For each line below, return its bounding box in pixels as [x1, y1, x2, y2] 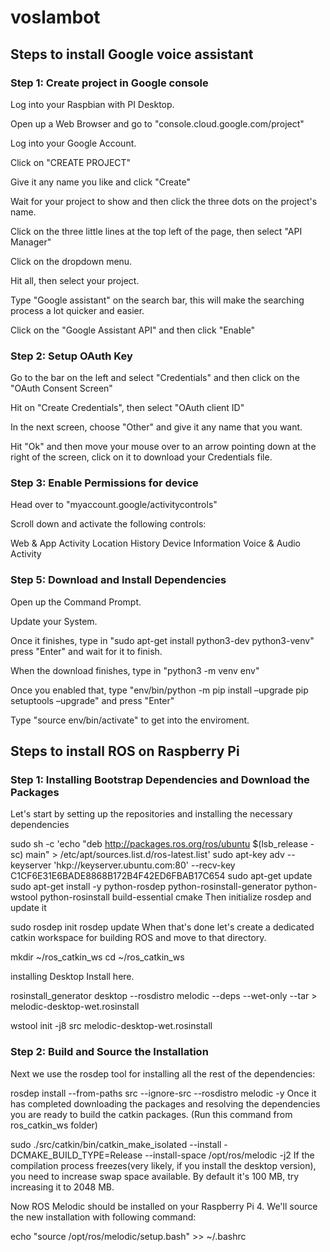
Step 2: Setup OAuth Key [10, 349, 133, 363]
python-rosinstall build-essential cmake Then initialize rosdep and [39, 891, 312, 903]
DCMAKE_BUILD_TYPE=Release [10, 1149, 143, 1161]
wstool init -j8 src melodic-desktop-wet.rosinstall [10, 1020, 213, 1032]
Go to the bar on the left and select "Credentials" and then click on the [10, 372, 300, 384]
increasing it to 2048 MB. [10, 1181, 115, 1193]
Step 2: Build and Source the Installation [10, 1045, 209, 1059]
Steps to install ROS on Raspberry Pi [10, 743, 240, 760]
